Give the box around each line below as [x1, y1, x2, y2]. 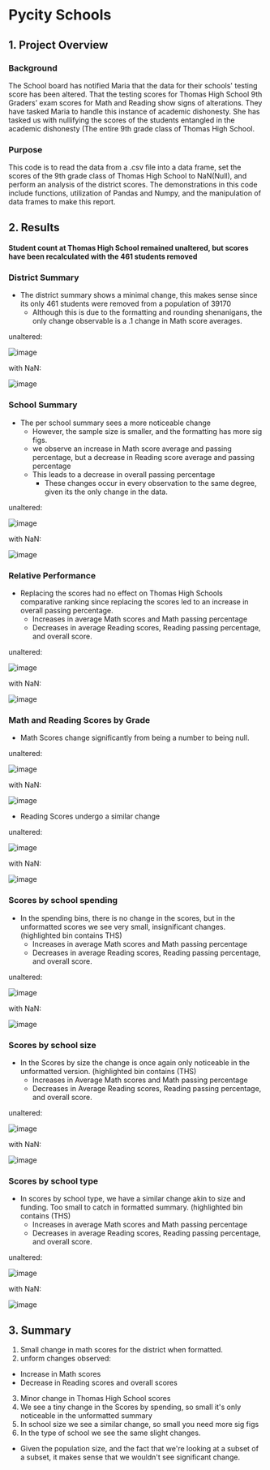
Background [8, 62, 58, 74]
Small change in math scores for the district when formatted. [19, 1345, 223, 1355]
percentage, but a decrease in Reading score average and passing [32, 452, 255, 462]
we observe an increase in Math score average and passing [32, 444, 233, 453]
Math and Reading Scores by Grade [8, 714, 151, 725]
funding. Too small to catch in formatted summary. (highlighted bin [19, 1202, 243, 1212]
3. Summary [8, 1323, 71, 1337]
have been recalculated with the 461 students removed [8, 251, 198, 261]
